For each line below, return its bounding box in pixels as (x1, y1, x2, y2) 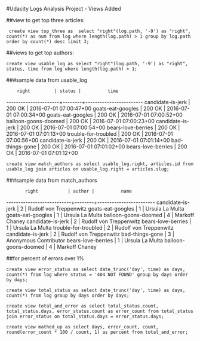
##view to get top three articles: (6, 17, 85, 23)
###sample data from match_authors (6, 176, 97, 184)
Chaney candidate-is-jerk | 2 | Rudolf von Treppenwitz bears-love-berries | (6, 218, 192, 225)
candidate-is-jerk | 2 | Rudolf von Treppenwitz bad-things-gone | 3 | (6, 230, 175, 238)
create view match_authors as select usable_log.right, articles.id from (6, 161, 194, 167)
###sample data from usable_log (6, 77, 88, 83)
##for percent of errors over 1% (6, 255, 85, 262)
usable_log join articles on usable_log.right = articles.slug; (6, 166, 170, 172)
